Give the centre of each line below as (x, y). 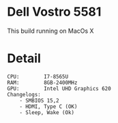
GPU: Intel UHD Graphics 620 (59, 88)
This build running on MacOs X (50, 31)
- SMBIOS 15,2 (39, 100)
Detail (24, 58)
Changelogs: (24, 94)
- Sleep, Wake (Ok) (47, 112)
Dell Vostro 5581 (54, 12)
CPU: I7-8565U (38, 77)
